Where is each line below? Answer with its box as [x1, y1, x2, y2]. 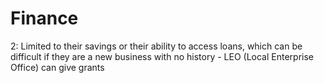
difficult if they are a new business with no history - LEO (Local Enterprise [10, 50, 315, 62]
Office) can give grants [10, 61, 105, 73]
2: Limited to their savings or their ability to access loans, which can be [10, 40, 303, 52]
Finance [10, 7, 79, 30]
